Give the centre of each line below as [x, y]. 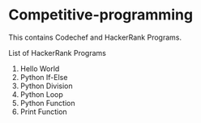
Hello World [40, 68]
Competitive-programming [100, 15]
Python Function [47, 103]
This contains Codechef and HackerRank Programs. [95, 37]
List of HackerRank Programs [58, 53]
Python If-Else [44, 77]
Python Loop [41, 94]
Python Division [46, 86]
